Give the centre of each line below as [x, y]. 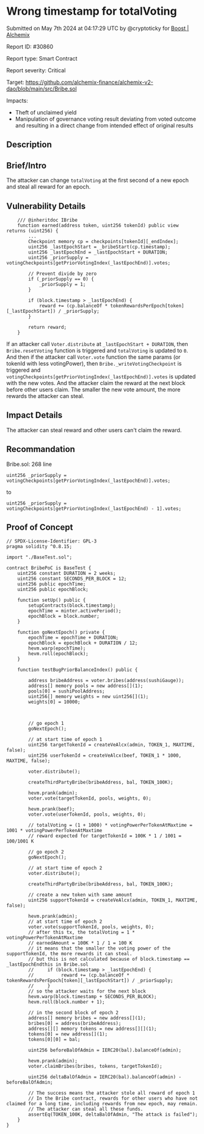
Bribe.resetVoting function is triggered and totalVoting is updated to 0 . [97, 350]
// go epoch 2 [46, 852]
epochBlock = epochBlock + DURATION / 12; [83, 643]
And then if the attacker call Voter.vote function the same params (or [93, 357]
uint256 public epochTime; [52, 584]
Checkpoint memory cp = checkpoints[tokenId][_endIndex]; [104, 241]
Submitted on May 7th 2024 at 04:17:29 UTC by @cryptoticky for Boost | [98, 28]
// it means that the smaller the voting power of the [100, 948]
